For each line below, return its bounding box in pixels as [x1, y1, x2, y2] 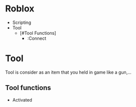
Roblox [5, 3, 35, 14]
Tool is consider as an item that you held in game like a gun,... [5, 69, 132, 75]
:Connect [27, 35, 46, 41]
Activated [12, 97, 32, 103]
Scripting [12, 19, 31, 25]
